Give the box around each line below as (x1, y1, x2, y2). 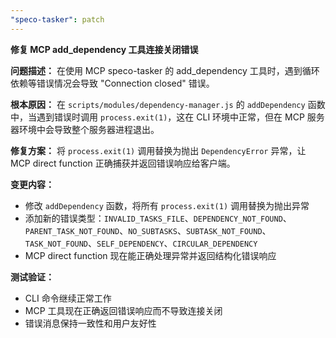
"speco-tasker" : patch (10, 14, 105, 25)
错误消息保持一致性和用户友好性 (24, 317, 157, 329)
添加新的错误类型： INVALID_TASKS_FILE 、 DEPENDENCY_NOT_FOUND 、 (24, 212, 292, 224)
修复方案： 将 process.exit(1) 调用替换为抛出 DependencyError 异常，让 (10, 144, 307, 156)
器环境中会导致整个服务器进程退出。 (10, 123, 160, 135)
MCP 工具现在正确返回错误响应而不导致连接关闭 (24, 304, 223, 316)
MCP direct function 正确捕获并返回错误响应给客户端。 (10, 157, 236, 169)
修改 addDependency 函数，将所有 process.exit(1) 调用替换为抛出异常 (24, 199, 310, 211)
